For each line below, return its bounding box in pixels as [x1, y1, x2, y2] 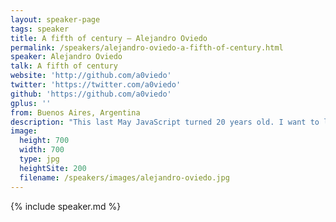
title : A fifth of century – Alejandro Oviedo [10, 33, 208, 43]
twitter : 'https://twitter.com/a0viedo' [10, 80, 182, 90]
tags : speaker [10, 24, 70, 34]
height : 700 [19, 136, 70, 146]
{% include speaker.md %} [10, 200, 122, 212]
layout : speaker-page [10, 14, 101, 25]
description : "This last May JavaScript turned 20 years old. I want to [10, 117, 320, 127]
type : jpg [19, 154, 60, 164]
